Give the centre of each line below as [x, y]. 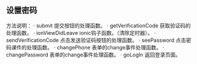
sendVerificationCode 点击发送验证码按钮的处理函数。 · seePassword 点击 [96, 40]
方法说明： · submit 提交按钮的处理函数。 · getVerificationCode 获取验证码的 [98, 26]
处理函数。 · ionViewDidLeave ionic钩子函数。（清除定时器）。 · [81, 33]
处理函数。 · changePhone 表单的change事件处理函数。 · [95, 47]
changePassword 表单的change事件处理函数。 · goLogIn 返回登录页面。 [94, 55]
